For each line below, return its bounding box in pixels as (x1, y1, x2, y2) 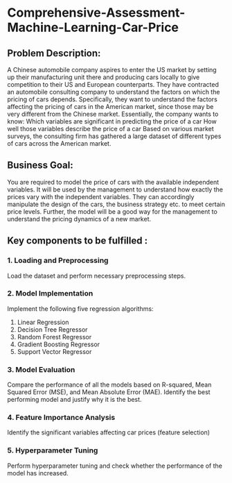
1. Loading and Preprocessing (7, 255, 109, 265)
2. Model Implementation (7, 289, 93, 298)
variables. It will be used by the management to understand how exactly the (7, 185, 224, 194)
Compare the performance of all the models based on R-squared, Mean (7, 380, 212, 389)
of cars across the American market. (7, 139, 111, 147)
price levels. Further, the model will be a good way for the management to (7, 207, 218, 216)
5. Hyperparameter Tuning (7, 446, 98, 455)
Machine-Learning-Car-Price (7, 19, 179, 35)
